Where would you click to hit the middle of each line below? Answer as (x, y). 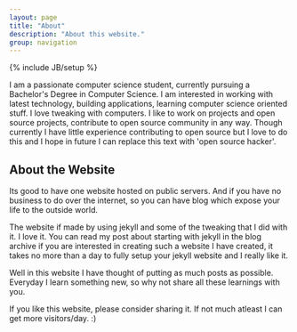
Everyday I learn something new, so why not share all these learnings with (144, 282)
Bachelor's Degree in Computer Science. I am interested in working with (141, 94)
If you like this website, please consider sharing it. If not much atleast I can (146, 309)
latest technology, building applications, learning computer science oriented (148, 104)
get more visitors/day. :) (53, 319)
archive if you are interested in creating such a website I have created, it (141, 247)
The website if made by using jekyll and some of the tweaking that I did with (148, 227)
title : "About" (37, 26)
